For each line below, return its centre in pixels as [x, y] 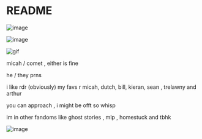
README [29, 11]
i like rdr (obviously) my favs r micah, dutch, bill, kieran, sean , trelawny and [102, 87]
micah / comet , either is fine [42, 63]
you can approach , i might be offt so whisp [61, 105]
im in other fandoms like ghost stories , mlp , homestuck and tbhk [89, 117]
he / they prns [24, 75]
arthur [14, 93]
